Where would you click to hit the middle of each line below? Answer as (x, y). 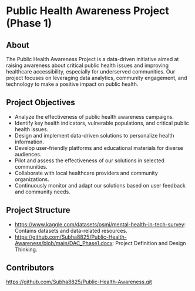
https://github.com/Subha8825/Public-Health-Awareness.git (79, 282)
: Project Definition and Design (149, 243)
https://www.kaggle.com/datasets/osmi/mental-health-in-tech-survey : (100, 224)
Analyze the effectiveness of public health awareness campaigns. (94, 116)
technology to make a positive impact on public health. (72, 84)
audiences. (28, 154)
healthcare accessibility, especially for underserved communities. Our (91, 71)
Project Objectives (41, 103)
